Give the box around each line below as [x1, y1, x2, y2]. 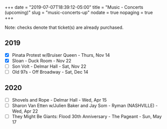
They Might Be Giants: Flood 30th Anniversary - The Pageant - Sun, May [11, 114, 162, 119]
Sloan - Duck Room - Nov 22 [11, 57, 71, 64]
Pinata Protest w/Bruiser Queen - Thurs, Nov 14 [11, 52, 110, 58]
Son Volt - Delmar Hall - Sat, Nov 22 [11, 63, 86, 69]
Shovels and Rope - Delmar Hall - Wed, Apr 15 [11, 97, 107, 103]
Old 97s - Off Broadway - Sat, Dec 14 [11, 69, 88, 75]
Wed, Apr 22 [11, 108, 38, 114]
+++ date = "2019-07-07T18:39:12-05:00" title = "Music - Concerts [4, 4, 143, 10]
